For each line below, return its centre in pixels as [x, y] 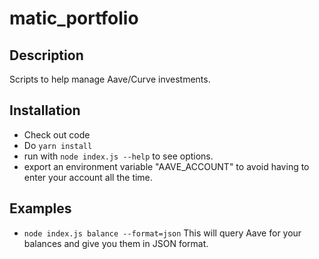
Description [46, 55]
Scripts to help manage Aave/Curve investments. [110, 79]
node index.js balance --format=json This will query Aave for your [162, 233]
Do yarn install [58, 145]
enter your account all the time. [88, 177]
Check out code [57, 134]
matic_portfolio [74, 18]
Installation [45, 110]
